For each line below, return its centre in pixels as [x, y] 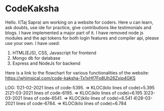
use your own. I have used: [33, 43]
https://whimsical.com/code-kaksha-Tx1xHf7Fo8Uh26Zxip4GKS [70, 78]
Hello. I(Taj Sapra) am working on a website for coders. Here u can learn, [79, 22]
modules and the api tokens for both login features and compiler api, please [82, 38]
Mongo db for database [36, 58]
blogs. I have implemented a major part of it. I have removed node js [74, 33]
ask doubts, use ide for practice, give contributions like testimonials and [78, 27]
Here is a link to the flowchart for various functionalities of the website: [77, 73]
